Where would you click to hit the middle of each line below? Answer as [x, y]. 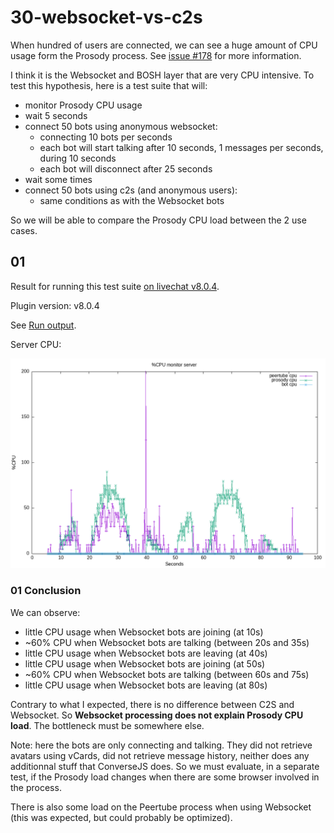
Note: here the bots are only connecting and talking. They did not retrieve [161, 745]
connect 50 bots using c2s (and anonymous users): [131, 190]
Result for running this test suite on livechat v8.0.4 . [115, 286]
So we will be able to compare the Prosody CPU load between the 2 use [158, 220]
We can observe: [45, 612]
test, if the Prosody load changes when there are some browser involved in [165, 777]
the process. [36, 787]
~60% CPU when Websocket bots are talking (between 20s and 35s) [167, 642]
